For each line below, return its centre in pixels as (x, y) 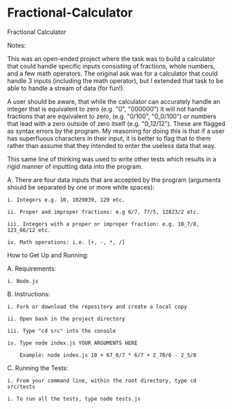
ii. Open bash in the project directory (66, 319)
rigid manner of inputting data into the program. (75, 166)
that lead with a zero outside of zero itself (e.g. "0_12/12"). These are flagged (116, 123)
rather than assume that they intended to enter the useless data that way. (111, 145)
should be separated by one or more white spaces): (81, 187)
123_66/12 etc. (29, 230)
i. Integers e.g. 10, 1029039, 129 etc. (66, 200)
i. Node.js (23, 281)
